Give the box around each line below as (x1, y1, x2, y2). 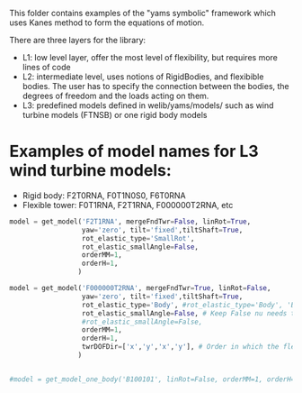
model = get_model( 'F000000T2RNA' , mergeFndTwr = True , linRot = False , (9, 284, 271, 293)
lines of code (22, 62, 71, 72)
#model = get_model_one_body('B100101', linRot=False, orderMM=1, (9, 374, 263, 384)
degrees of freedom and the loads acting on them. (22, 90, 209, 101)
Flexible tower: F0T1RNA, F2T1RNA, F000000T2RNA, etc (22, 199, 234, 210)
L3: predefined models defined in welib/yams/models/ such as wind (22, 100, 274, 111)
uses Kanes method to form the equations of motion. (9, 17, 205, 28)
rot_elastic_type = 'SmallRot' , (81, 233, 195, 242)
